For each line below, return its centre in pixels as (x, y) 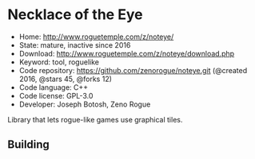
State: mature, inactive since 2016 (75, 45)
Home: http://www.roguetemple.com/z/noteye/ (96, 37)
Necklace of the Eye (75, 15)
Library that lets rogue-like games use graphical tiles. (95, 119)
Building (28, 145)
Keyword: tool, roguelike (59, 62)
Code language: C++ (54, 87)
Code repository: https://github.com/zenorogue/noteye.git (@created (133, 70)
